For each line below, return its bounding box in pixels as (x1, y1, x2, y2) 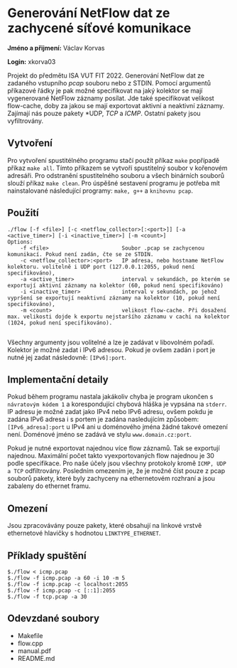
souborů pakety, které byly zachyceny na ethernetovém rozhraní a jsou (7, 475, 215, 483)
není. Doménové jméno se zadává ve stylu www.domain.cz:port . (7, 430, 192, 439)
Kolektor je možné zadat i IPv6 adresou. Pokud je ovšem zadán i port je (7, 345, 216, 354)
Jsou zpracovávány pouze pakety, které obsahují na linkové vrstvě (7, 521, 202, 530)
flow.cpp (17, 639, 44, 647)
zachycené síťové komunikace (7, 20, 192, 36)
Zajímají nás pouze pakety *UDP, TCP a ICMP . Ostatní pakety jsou (7, 109, 201, 117)
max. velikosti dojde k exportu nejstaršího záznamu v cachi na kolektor (7, 313, 231, 320)
